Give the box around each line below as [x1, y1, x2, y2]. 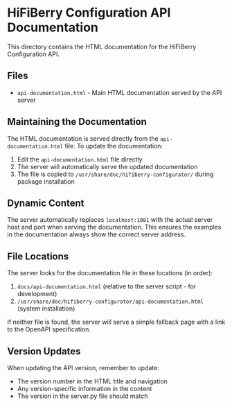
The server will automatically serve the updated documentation [17, 162, 198, 171]
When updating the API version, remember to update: [7, 364, 159, 372]
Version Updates [7, 345, 81, 357]
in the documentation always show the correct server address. [7, 230, 186, 239]
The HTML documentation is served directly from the [7, 134, 159, 143]
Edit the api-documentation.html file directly [17, 155, 143, 164]
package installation [17, 177, 75, 185]
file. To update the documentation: [64, 141, 163, 150]
